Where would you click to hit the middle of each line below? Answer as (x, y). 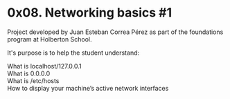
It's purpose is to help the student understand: (73, 53)
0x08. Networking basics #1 (90, 13)
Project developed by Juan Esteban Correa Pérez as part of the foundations (115, 32)
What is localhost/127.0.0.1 (44, 66)
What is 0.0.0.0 (29, 73)
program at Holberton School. (50, 39)
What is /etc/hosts (33, 80)
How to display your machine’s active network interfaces (88, 88)
